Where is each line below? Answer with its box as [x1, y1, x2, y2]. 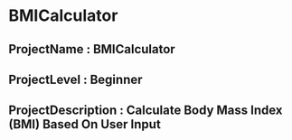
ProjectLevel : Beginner [8, 71, 143, 87]
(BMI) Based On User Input [8, 117, 162, 132]
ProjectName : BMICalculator [8, 42, 175, 57]
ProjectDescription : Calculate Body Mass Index [8, 103, 283, 118]
